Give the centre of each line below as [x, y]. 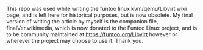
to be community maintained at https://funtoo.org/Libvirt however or [92, 34]
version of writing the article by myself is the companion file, [82, 21]
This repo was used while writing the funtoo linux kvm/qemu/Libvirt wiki [97, 9]
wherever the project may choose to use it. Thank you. [75, 41]
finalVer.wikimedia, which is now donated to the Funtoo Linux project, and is [102, 28]
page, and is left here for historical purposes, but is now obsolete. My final [100, 15]
